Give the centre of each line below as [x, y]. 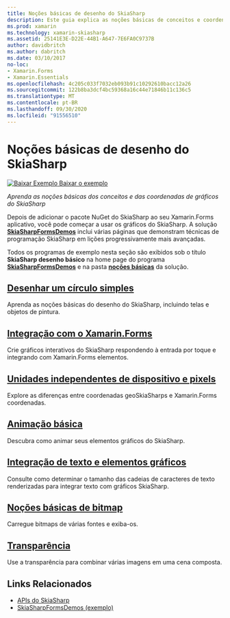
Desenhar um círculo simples [71, 288]
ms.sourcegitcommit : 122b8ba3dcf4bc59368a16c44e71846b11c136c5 [99, 90]
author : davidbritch [37, 45]
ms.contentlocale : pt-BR [42, 103]
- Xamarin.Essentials [38, 77]
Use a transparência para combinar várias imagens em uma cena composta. [115, 562]
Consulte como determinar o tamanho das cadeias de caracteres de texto [111, 479]
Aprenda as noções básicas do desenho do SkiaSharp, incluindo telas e [108, 305]
